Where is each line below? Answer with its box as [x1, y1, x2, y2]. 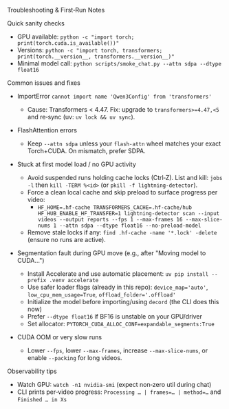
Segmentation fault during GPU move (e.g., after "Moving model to [17, 249, 206, 257]
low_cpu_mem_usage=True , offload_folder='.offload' [27, 290, 177, 299]
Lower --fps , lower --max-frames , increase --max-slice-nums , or [27, 346, 208, 355]
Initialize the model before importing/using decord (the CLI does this [27, 298, 219, 306]
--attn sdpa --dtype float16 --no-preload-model [59, 222, 201, 229]
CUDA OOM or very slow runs [17, 333, 102, 341]
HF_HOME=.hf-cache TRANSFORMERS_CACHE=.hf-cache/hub [37, 204, 193, 211]
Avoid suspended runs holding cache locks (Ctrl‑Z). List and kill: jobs [27, 174, 223, 181]
